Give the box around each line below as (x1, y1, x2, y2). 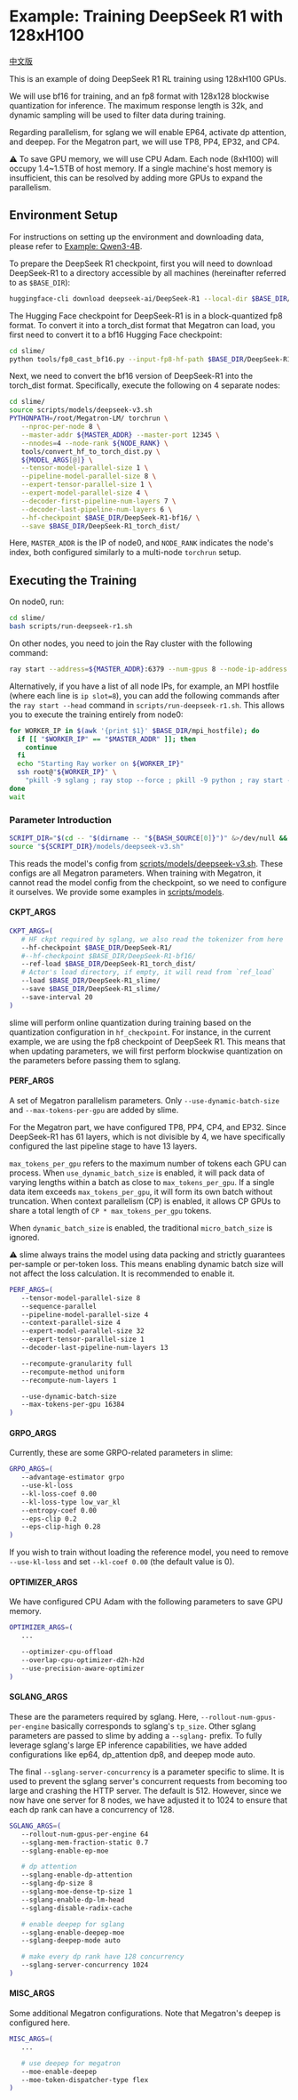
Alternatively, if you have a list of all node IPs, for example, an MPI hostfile (9, 681, 279, 691)
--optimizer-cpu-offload (20, 1648, 114, 1657)
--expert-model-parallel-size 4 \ (20, 489, 149, 497)
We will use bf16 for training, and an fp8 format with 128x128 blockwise (9, 91, 270, 101)
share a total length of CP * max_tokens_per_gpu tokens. (9, 1205, 212, 1216)
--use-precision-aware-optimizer (20, 1664, 145, 1673)
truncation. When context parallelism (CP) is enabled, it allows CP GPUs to (9, 1195, 281, 1207)
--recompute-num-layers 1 (20, 1376, 117, 1385)
